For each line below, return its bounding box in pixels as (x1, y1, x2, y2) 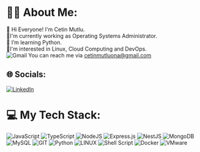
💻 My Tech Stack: (6, 108, 101, 121)
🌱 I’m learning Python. (6, 38, 62, 46)
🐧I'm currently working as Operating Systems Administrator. (6, 32, 158, 39)
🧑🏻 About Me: (6, 5, 78, 20)
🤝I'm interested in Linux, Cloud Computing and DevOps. (6, 45, 147, 52)
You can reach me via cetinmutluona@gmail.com (28, 51, 152, 59)
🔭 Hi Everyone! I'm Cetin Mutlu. (6, 26, 85, 33)
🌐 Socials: (6, 70, 46, 80)
